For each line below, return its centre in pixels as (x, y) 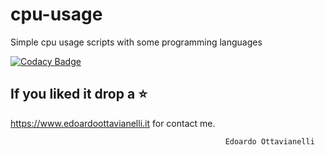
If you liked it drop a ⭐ (79, 94)
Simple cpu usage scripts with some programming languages (136, 42)
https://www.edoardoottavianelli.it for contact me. (113, 123)
